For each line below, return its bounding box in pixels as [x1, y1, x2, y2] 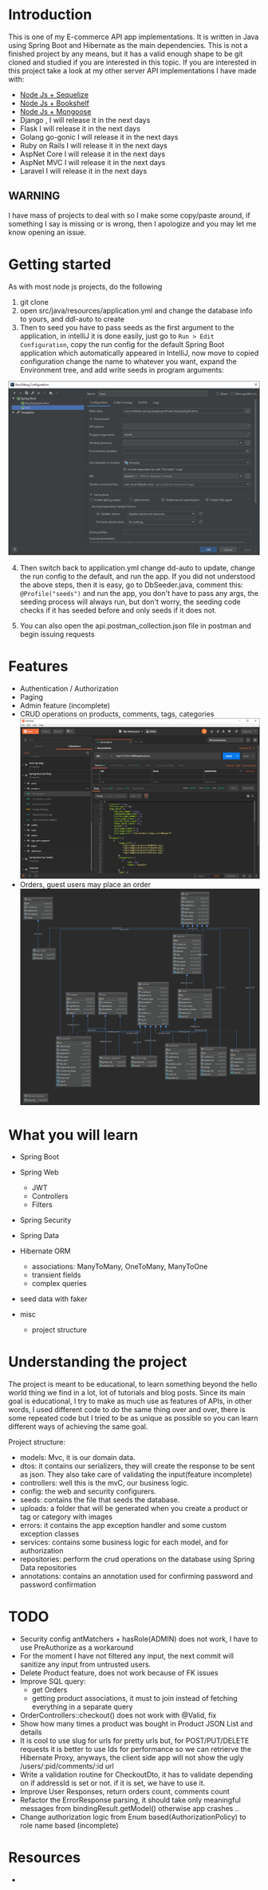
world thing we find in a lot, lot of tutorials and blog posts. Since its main [8, 1388, 246, 1398]
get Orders [31, 1685, 68, 1695]
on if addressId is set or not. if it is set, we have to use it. [19, 1778, 206, 1788]
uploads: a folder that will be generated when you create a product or [19, 1504, 249, 1513]
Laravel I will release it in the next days [19, 166, 148, 176]
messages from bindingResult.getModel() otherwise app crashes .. [19, 1804, 239, 1813]
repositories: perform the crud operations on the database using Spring [19, 1554, 255, 1564]
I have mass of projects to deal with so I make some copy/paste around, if [8, 210, 250, 220]
